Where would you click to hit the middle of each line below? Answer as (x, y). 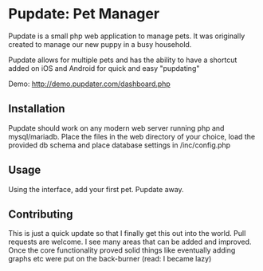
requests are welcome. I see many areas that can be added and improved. (130, 242)
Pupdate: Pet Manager (84, 14)
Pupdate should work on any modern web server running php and (116, 128)
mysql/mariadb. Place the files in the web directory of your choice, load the (132, 136)
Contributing (41, 214)
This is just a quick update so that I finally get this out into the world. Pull (127, 234)
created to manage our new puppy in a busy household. (100, 44)
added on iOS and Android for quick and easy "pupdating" (104, 68)
